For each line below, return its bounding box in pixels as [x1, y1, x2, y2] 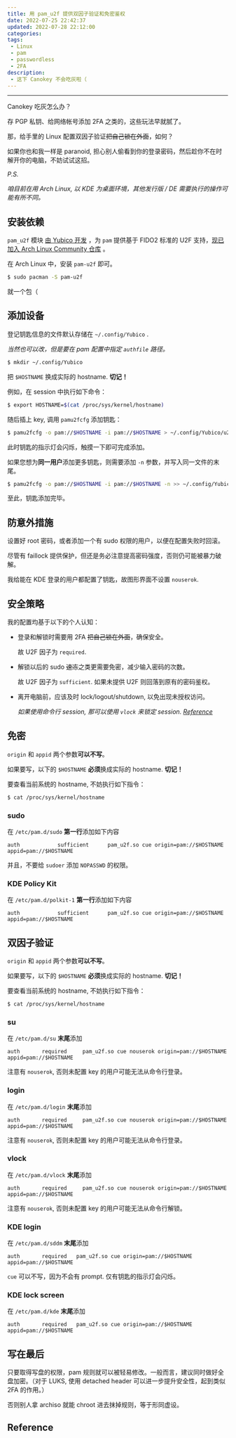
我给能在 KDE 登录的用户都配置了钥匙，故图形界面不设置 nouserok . [7, 575, 200, 584]
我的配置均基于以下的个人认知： [7, 618, 99, 626]
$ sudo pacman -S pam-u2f [7, 274, 83, 281]
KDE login [7, 1221, 41, 1231]
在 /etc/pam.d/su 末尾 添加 [7, 1034, 83, 1043]
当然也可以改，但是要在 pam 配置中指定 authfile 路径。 [7, 345, 169, 353]
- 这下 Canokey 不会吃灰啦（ [10, 75, 88, 83]
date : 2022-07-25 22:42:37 [7, 17, 86, 24]
